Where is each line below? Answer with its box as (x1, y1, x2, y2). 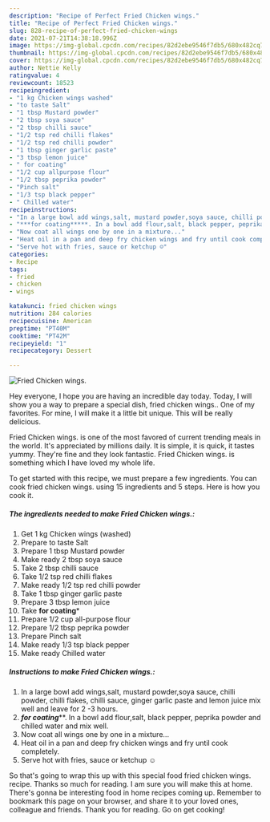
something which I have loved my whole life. (9, 458, 155, 468)
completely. (20, 747, 59, 756)
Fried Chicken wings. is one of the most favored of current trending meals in (9, 432, 261, 442)
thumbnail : (9, 49, 46, 57)
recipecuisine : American (9, 317, 92, 325)
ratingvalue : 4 (9, 71, 60, 79)
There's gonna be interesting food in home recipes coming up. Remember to (9, 788, 262, 798)
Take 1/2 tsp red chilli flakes (20, 572, 113, 581)
